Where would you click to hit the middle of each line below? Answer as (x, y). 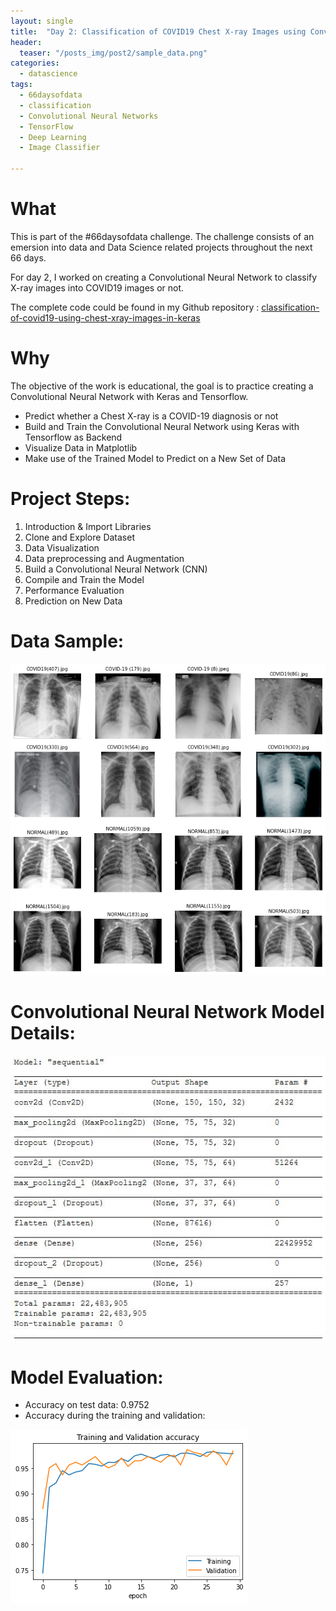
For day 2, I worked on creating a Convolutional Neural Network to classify (164, 277)
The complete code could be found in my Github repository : (135, 307)
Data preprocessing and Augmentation (104, 558)
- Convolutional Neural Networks (89, 116)
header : (26, 42)
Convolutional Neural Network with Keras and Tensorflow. (129, 396)
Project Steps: (70, 499)
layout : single (42, 21)
